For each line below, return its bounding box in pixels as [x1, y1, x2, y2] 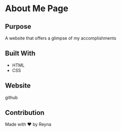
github [5, 94, 18, 100]
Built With [5, 49, 35, 57]
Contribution [5, 109, 45, 117]
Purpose [5, 22, 32, 31]
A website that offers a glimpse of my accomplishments [5, 35, 117, 41]
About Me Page [5, 3, 69, 14]
